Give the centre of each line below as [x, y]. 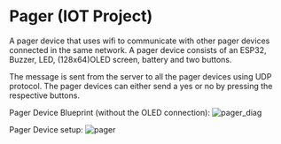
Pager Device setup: [47, 129]
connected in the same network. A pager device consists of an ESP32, [138, 49]
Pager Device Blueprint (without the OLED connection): [110, 112]
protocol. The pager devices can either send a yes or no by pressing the [141, 86]
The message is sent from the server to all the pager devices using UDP [140, 76]
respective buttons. [44, 95]
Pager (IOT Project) [81, 16]
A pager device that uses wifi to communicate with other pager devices [140, 41]
